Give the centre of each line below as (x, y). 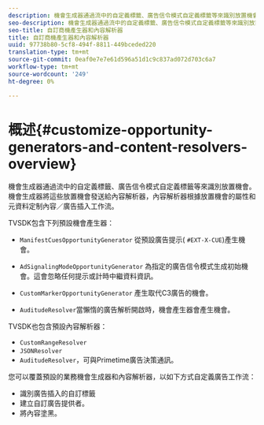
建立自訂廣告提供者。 (54, 404)
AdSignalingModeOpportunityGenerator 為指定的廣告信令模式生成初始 (130, 267)
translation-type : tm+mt (49, 52)
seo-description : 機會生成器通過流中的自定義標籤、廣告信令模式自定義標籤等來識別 (129, 23)
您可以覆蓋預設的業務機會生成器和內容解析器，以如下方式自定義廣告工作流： (132, 377)
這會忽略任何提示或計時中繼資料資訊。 (95, 276)
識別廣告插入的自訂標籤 (57, 393)
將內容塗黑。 (40, 413)
